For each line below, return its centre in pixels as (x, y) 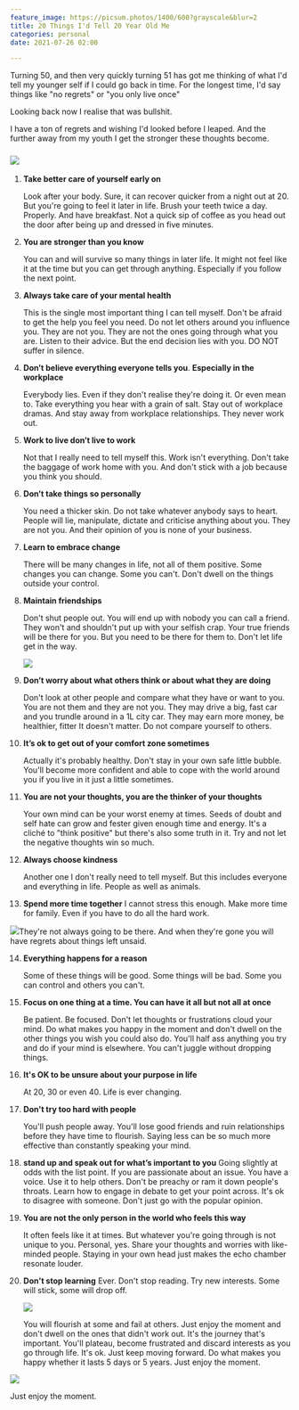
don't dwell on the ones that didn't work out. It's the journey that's (144, 1333)
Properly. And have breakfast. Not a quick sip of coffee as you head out (154, 215)
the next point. (49, 278)
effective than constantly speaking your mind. (107, 1145)
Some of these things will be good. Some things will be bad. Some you (152, 975)
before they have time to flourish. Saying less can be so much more (146, 1135)
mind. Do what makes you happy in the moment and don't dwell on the (153, 1029)
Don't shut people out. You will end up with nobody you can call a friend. (156, 618)
